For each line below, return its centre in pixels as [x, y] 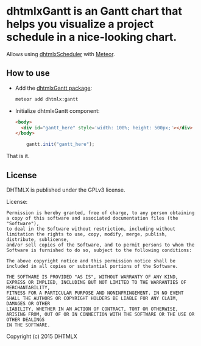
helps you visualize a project [80, 24]
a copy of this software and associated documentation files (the [92, 218]
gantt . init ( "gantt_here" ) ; [61, 145]
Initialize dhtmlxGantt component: [57, 110]
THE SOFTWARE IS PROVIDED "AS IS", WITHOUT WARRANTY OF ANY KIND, [92, 277]
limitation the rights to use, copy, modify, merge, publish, [87, 234]
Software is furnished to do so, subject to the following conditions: [99, 250]
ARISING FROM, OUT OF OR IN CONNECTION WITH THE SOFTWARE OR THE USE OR [100, 314]
